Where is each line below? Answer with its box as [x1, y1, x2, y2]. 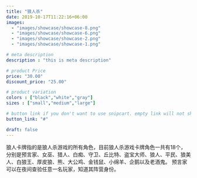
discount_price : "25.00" [6, 78, 67, 85]
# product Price [6, 68, 46, 74]
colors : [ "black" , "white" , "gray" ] [6, 95, 93, 101]
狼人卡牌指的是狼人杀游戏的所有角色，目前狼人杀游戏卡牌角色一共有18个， [6, 143, 186, 150]
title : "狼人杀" [6, 8, 43, 15]
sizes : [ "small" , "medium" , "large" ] [6, 100, 96, 106]
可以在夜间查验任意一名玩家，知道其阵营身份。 [6, 165, 119, 173]
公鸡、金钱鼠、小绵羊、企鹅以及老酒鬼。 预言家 [72, 158, 188, 165]
